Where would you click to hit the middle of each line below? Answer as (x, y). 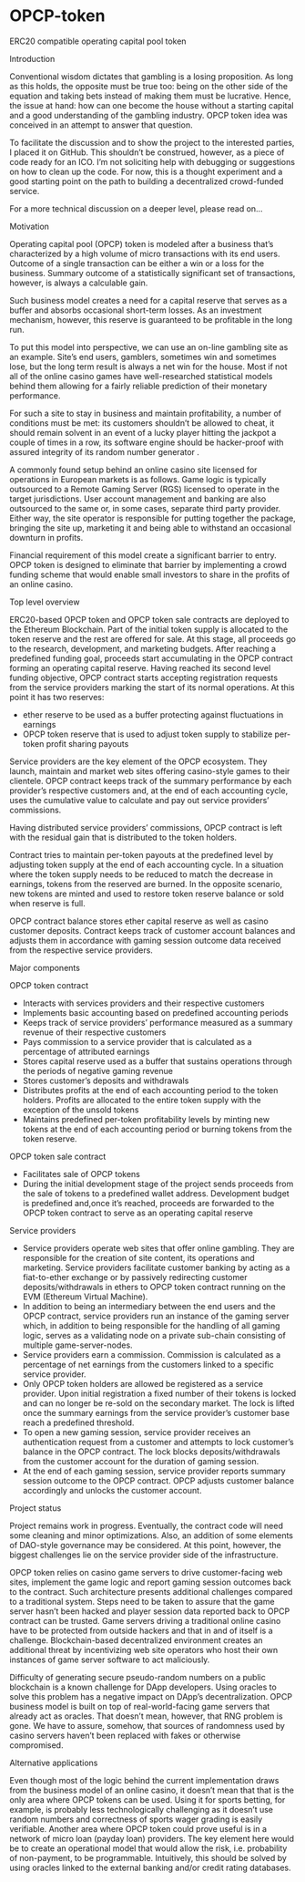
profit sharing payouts (87, 743)
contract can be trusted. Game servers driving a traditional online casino (145, 1620)
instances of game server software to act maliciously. (110, 1660)
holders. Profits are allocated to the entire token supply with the (142, 1100)
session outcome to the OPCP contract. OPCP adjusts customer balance (158, 1480)
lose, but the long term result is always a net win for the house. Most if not (149, 367)
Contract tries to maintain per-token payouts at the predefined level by (142, 854)
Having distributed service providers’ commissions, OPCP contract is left (146, 827)
